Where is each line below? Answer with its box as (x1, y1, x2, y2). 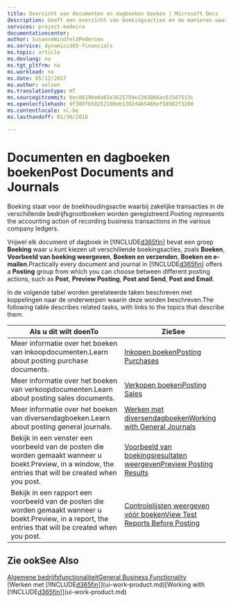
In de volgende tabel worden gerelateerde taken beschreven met (7, 288, 193, 296)
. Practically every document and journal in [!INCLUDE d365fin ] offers (26, 260, 223, 268)
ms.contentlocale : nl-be (7, 107, 79, 114)
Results (124, 468, 149, 477)
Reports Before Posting (124, 518, 200, 528)
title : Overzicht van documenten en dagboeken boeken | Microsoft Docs (7, 10, 218, 17)
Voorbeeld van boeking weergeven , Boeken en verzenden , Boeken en (7, 252, 212, 261)
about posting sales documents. (10, 393, 115, 403)
